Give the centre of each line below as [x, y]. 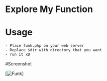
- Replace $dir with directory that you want [54, 50]
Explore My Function [49, 9]
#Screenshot [19, 64]
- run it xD [18, 55]
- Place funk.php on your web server [45, 46]
